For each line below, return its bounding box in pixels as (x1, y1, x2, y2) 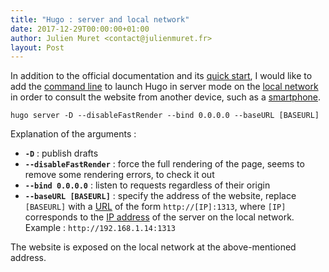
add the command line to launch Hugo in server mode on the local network (10, 81, 319, 93)
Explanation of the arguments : (10, 128, 137, 140)
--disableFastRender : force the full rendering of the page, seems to (24, 158, 305, 170)
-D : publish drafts (24, 147, 99, 160)
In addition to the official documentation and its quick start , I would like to (10, 70, 313, 82)
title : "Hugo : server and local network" (10, 14, 190, 25)
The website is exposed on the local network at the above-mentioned (10, 241, 297, 253)
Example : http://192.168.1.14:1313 (24, 222, 176, 234)
